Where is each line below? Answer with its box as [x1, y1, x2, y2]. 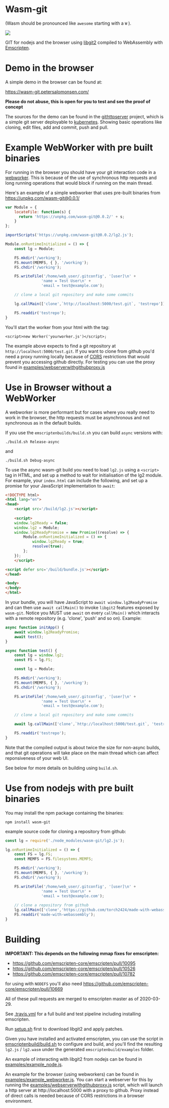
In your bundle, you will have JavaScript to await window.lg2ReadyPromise [5, 599, 157, 605]
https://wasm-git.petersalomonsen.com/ [5, 89, 89, 95]
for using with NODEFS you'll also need [5, 980, 82, 987]
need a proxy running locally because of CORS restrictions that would [5, 353, 150, 359]
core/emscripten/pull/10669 [5, 986, 63, 992]
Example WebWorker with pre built [5, 142, 153, 153]
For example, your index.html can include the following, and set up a [5, 477, 148, 484]
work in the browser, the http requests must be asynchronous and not [5, 414, 150, 421]
